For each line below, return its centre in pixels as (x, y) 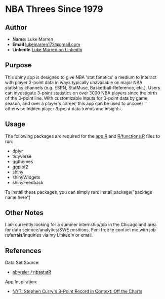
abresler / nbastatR (32, 272)
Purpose (19, 65)
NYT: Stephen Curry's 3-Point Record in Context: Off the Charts (77, 291)
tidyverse (22, 156)
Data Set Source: (22, 262)
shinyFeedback (28, 182)
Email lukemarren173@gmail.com (46, 44)
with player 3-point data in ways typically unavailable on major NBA (74, 82)
